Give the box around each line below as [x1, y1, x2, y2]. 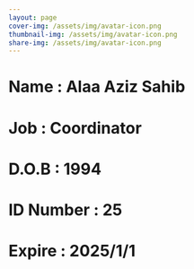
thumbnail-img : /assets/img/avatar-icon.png [8, 30, 178, 39]
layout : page [8, 13, 57, 22]
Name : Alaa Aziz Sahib [8, 77, 186, 97]
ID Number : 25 [8, 200, 123, 220]
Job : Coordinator [8, 117, 143, 138]
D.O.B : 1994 [8, 159, 102, 179]
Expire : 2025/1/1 [8, 241, 136, 261]
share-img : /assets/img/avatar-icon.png [8, 38, 163, 48]
